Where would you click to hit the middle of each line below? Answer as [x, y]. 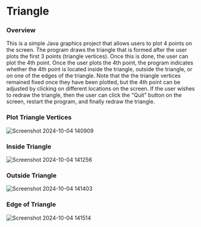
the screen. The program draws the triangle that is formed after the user [97, 50]
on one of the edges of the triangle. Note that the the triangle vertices [93, 76]
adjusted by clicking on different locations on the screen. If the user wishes [100, 89]
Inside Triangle [29, 146]
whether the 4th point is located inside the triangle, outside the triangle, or [100, 69]
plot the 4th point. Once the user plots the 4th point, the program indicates [100, 63]
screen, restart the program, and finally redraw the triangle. [81, 102]
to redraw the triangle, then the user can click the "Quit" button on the [94, 95]
